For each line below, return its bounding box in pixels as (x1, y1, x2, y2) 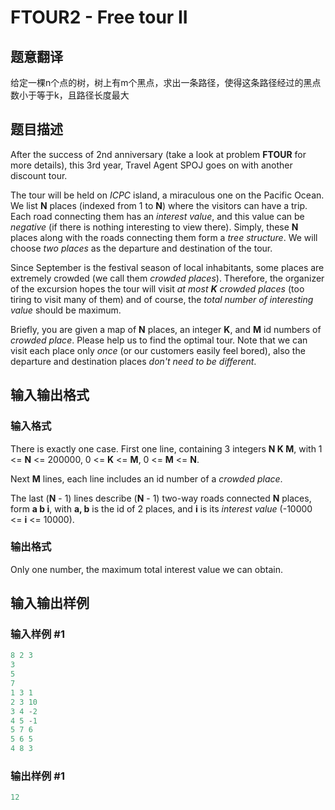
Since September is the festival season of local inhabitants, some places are (10, 261, 325, 273)
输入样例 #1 (10, 627, 65, 641)
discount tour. (10, 169, 68, 181)
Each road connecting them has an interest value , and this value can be (10, 210, 305, 222)
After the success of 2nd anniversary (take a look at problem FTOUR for (10, 148, 307, 160)
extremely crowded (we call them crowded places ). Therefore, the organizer (10, 272, 325, 284)
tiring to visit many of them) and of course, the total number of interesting (10, 293, 314, 305)
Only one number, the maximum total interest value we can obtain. (10, 563, 283, 575)
